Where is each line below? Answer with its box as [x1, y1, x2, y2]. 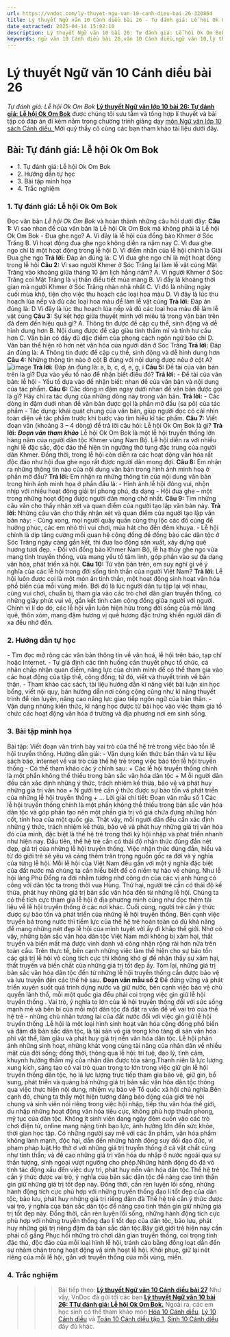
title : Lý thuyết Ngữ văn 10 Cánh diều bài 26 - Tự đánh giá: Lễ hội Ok [7, 16, 219, 23]
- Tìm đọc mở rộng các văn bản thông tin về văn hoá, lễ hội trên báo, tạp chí [7, 651, 222, 659]
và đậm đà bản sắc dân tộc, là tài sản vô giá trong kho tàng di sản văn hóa [7, 1027, 217, 1035]
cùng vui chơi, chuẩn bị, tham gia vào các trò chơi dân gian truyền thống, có [7, 589, 222, 597]
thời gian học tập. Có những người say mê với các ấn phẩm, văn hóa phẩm [7, 1129, 217, 1137]
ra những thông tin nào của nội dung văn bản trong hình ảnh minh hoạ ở [7, 465, 210, 474]
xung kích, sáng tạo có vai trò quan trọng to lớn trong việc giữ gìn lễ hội [7, 1063, 209, 1071]
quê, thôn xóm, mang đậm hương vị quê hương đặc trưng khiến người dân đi [7, 611, 222, 619]
